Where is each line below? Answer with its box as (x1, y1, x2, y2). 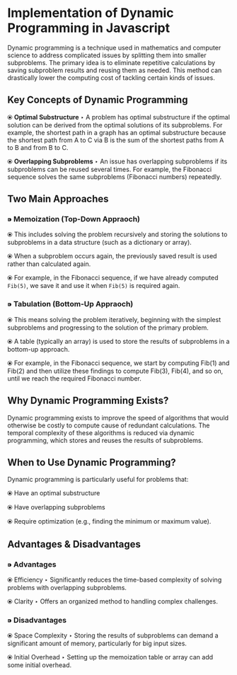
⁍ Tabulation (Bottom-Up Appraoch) (7, 299, 134, 309)
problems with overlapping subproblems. (7, 584, 127, 592)
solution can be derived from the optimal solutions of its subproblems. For (7, 120, 223, 129)
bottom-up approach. (7, 345, 70, 353)
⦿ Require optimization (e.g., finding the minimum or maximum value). (7, 517, 212, 526)
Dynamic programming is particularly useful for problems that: (7, 475, 189, 484)
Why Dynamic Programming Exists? (7, 395, 169, 407)
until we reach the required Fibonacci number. (7, 374, 141, 383)
